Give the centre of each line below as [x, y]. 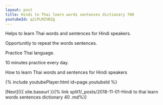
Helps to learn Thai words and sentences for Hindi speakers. [68, 34]
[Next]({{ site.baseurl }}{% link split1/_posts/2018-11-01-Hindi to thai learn [82, 92]
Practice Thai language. [30, 53]
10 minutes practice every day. [37, 63]
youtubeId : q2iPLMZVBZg [30, 19]
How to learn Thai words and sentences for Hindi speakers [66, 72]
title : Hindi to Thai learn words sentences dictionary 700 [70, 15]
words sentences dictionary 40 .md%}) [46, 97]
